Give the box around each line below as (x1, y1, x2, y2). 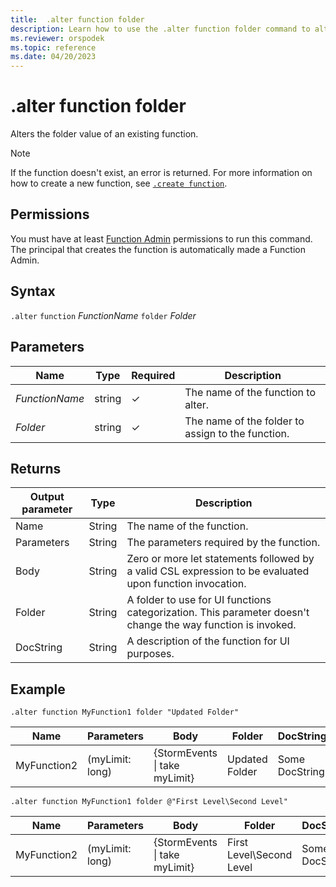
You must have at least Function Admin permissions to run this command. (10, 232, 313, 245)
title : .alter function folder (10, 14, 145, 25)
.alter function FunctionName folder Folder (10, 309, 197, 321)
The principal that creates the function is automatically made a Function (10, 243, 306, 255)
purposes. (126, 647, 175, 661)
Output (29, 490, 65, 504)
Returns (10, 460, 62, 477)
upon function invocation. (126, 577, 247, 591)
